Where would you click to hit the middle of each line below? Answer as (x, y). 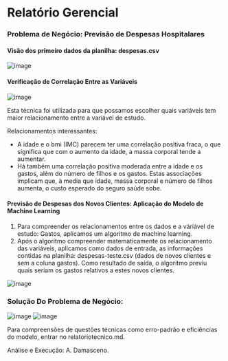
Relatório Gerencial (63, 13)
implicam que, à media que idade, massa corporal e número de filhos (115, 181)
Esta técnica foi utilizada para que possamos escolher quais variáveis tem (112, 110)
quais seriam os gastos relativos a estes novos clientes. (96, 270)
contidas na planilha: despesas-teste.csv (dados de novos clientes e (114, 255)
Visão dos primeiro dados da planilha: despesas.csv (83, 50)
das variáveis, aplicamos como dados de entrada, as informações (110, 248)
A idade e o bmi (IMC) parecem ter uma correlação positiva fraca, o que (119, 144)
